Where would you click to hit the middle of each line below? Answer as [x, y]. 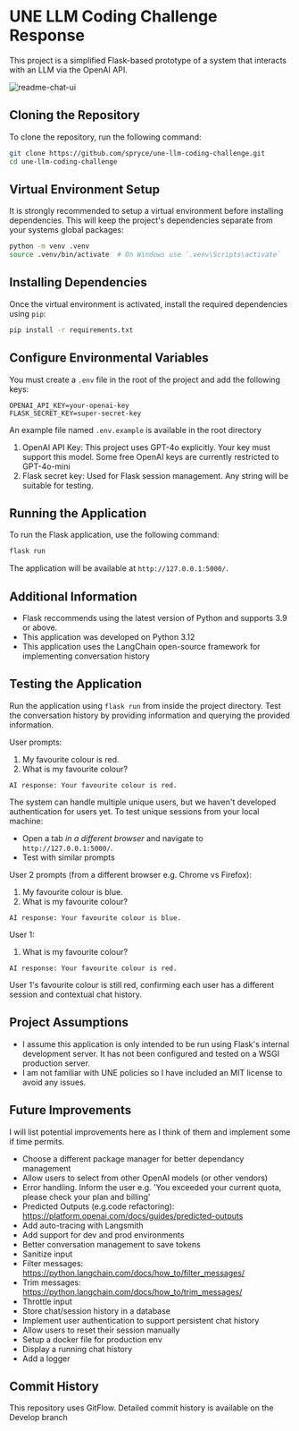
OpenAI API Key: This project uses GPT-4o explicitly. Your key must [146, 447]
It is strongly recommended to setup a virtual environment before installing [146, 211]
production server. [56, 1063]
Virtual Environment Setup [85, 189]
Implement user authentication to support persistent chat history [141, 1320]
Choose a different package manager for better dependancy [133, 1158]
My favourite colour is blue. [72, 891]
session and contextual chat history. [76, 994]
